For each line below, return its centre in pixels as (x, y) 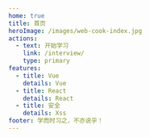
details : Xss (45, 114)
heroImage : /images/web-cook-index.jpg (75, 31)
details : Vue (45, 83)
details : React (48, 98)
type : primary (46, 61)
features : (25, 68)
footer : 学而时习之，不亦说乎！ (56, 121)
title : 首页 (27, 23)
